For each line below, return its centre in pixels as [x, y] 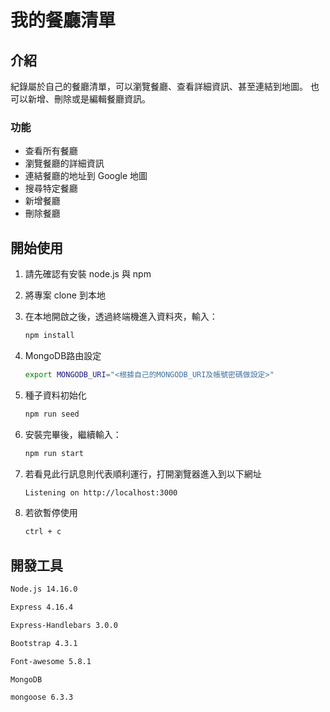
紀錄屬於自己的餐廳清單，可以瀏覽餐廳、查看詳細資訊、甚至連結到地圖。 [159, 86]
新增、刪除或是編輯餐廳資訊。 [89, 99]
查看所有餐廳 [51, 151]
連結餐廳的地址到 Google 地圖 [86, 176]
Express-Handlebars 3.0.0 [64, 625]
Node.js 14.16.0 [44, 589]
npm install [49, 336]
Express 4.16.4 [42, 607]
